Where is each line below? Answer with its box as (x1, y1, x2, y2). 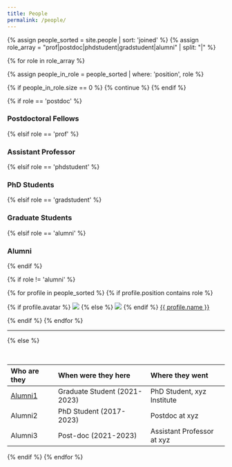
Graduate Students (7, 213, 72, 222)
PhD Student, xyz (150, 386, 207, 396)
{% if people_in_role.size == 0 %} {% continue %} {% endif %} (7, 83, 186, 91)
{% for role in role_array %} (7, 56, 85, 64)
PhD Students (7, 180, 55, 190)
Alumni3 (10, 430, 38, 440)
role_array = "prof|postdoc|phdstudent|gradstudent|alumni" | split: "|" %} (7, 43, 216, 51)
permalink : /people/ (7, 17, 67, 24)
